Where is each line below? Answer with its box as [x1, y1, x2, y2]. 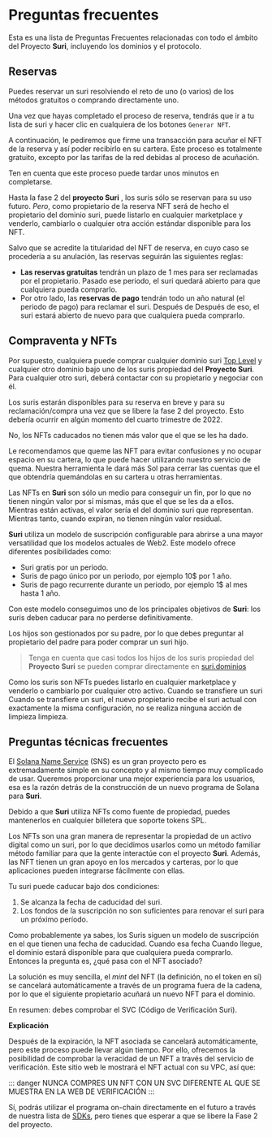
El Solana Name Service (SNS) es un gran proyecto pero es [8, 757, 207, 766]
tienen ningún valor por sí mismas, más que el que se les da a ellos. [8, 496, 235, 506]
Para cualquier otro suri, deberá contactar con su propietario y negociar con [8, 372, 264, 383]
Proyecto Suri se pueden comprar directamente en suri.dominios [28, 661, 247, 671]
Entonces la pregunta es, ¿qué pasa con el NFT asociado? [8, 957, 203, 966]
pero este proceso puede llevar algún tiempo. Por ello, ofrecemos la [8, 1045, 235, 1055]
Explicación [8, 1021, 49, 1031]
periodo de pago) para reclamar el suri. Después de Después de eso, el [19, 302, 260, 311]
